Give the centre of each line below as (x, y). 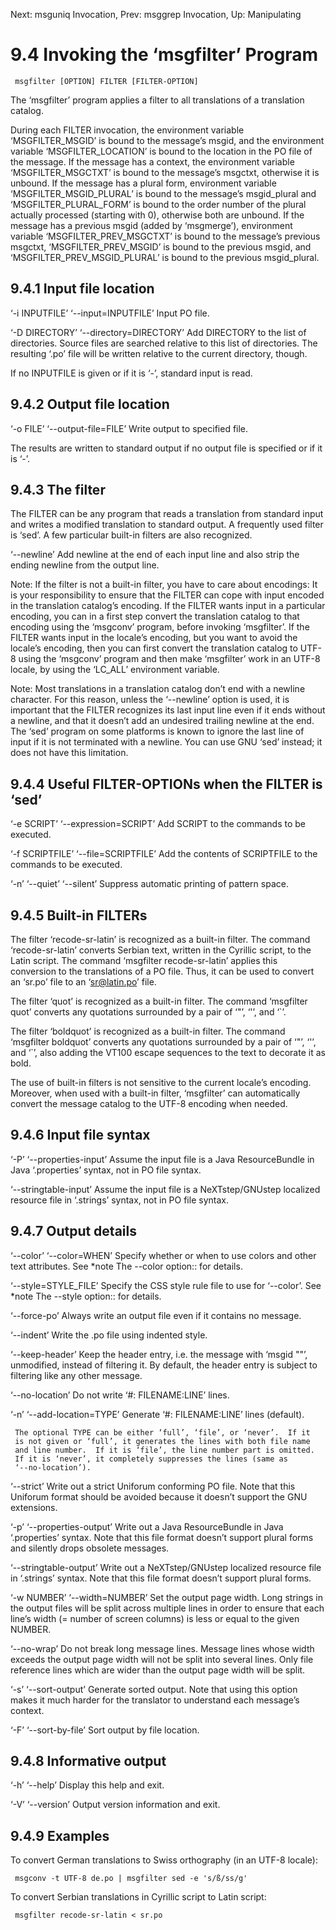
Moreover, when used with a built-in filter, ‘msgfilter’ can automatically (155, 1093)
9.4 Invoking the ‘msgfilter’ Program (164, 55)
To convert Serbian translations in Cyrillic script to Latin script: (138, 1897)
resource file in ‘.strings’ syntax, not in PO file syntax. (119, 1200)
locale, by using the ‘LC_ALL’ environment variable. (115, 670)
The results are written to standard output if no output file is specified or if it (166, 448)
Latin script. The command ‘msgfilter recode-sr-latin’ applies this (144, 960)
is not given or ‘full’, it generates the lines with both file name (162, 1441)
